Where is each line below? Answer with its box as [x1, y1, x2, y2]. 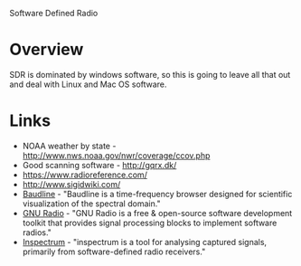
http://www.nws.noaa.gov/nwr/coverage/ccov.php [22, 149, 211, 161]
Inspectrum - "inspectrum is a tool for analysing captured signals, [22, 236, 268, 247]
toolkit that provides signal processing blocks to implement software [22, 217, 277, 228]
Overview [9, 40, 84, 60]
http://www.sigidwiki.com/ [22, 178, 121, 189]
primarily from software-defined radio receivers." [22, 246, 206, 257]
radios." [22, 226, 52, 238]
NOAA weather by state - [22, 140, 117, 151]
